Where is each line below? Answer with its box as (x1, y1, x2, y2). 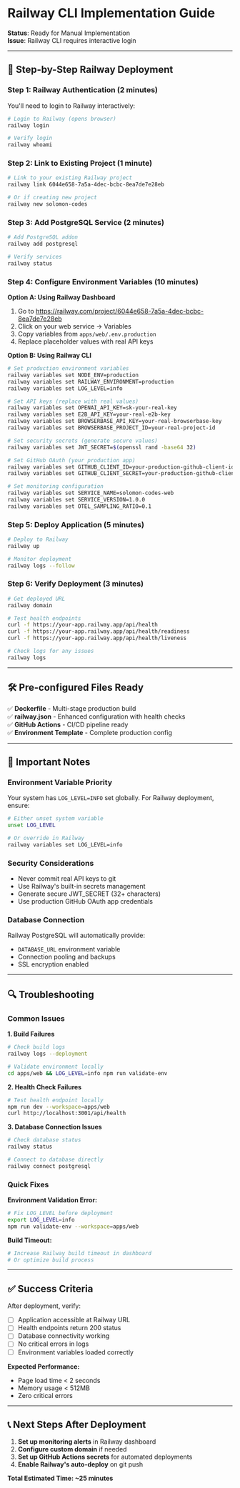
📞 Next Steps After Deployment (7, 1418, 146, 1430)
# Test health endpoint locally (7, 1097, 104, 1104)
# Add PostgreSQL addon (7, 234, 79, 241)
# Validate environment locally (7, 1063, 104, 1070)
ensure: (7, 802, 30, 810)
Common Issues (7, 1013, 66, 1023)
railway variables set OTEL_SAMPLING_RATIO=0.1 (7, 502, 152, 510)
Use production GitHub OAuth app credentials (17, 897, 154, 906)
